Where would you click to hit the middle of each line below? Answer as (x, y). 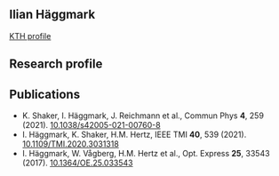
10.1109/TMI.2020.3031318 (71, 144)
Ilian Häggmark (52, 15)
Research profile (56, 64)
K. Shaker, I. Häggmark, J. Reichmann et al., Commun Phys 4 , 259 (143, 116)
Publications (45, 94)
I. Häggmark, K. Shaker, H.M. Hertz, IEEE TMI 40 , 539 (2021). (134, 135)
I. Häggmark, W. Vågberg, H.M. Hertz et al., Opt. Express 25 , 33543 (146, 154)
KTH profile (30, 36)
